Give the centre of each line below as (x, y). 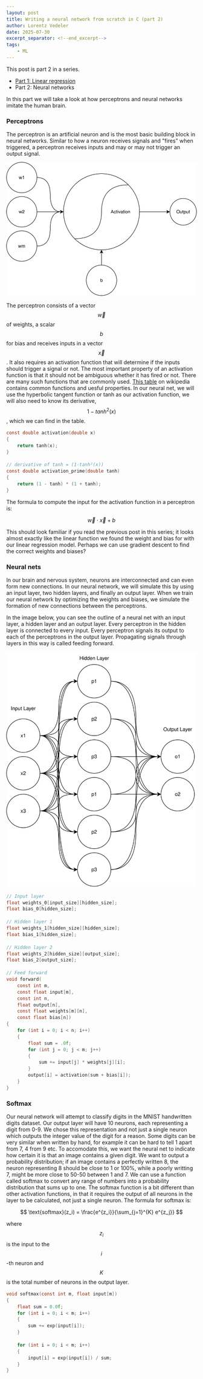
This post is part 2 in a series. (43, 69)
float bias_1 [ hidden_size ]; (42, 934)
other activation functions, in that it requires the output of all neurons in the (100, 1194)
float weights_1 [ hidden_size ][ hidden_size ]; (63, 928)
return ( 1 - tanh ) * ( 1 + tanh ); (59, 484)
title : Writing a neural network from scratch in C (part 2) (85, 19)
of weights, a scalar (31, 325)
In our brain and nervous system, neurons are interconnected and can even (100, 580)
